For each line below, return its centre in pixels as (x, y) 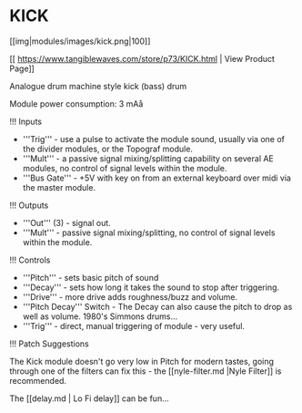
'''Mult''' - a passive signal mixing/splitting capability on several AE (148, 158)
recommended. (38, 380)
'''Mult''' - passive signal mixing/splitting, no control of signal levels (149, 232)
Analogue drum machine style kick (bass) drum (98, 86)
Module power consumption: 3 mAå (76, 103)
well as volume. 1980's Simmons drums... (100, 316)
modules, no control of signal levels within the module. (125, 168)
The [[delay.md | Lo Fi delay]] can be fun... (90, 398)
